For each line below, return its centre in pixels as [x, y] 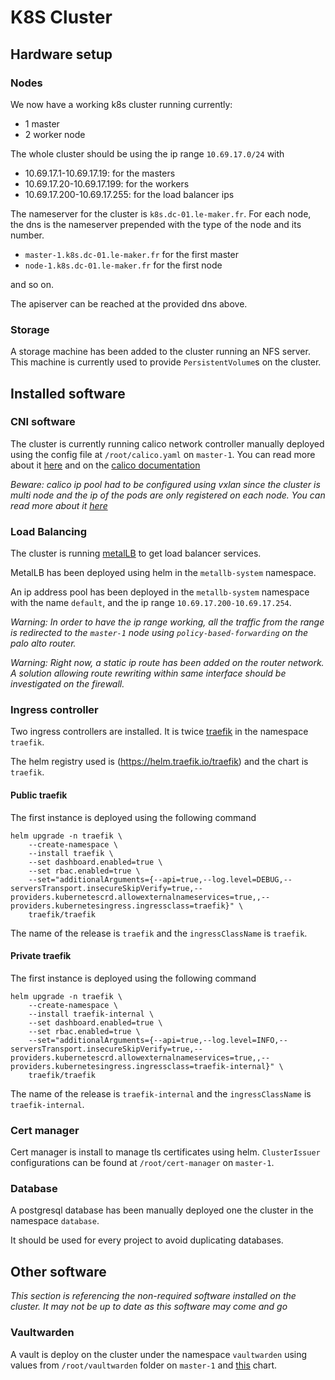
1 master [42, 123]
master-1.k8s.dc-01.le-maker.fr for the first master [131, 254]
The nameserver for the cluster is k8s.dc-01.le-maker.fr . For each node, [161, 213]
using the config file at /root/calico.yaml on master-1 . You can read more [163, 454]
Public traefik [39, 795]
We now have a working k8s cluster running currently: [121, 104]
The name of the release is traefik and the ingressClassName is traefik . [159, 933]
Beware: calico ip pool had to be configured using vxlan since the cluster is [165, 484]
